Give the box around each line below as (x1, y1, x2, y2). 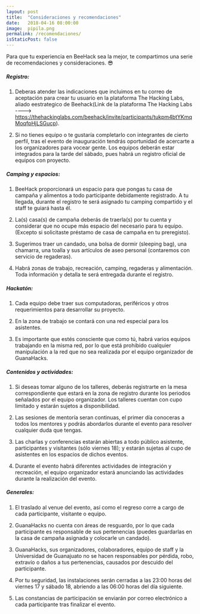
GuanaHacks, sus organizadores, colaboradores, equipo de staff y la (14, 546, 184, 553)
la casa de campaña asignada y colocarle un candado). (14, 534, 151, 541)
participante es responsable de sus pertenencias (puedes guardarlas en (14, 528, 192, 535)
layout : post (6, 8, 39, 15)
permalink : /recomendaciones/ (6, 31, 82, 37)
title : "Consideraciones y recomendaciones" (6, 14, 121, 20)
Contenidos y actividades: (6, 368, 73, 375)
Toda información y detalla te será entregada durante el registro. (14, 271, 174, 278)
